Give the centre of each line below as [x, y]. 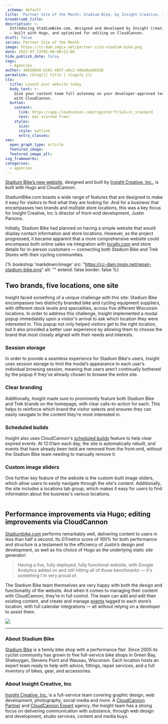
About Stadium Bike [30, 639]
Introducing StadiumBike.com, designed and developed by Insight [79, 29]
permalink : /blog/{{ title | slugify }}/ [49, 75]
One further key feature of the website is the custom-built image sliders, [79, 478]
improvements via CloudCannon [57, 522]
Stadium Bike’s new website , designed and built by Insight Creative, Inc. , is [82, 182]
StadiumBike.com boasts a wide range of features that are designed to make [84, 197]
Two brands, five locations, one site [62, 285]
